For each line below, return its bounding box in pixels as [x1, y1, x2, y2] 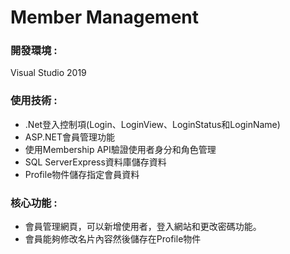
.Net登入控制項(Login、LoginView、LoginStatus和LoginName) [24, 118, 281, 130]
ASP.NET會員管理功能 [24, 131, 115, 143]
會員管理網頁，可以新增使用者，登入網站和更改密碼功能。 [24, 221, 262, 233]
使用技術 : [10, 94, 58, 108]
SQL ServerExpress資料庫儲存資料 [24, 156, 167, 168]
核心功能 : [10, 196, 58, 210]
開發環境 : [10, 44, 58, 58]
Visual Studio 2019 [10, 67, 87, 79]
